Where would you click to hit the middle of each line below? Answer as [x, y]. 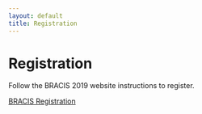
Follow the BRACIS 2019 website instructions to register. [102, 86]
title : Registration [43, 23]
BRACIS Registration [42, 101]
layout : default [36, 16]
